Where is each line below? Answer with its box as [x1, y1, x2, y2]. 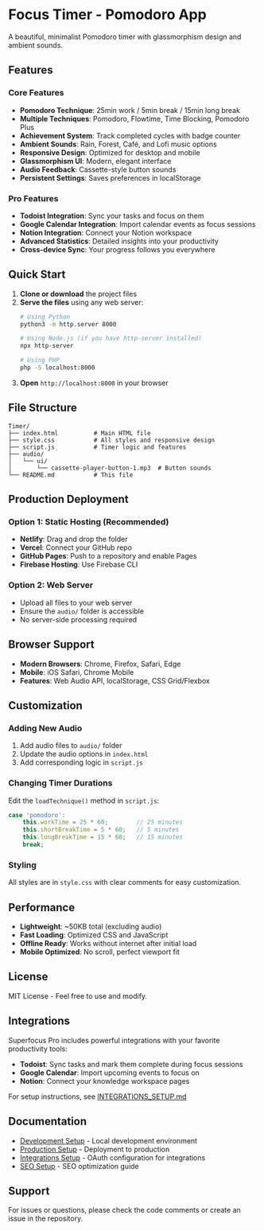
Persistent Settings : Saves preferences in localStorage [19, 173, 201, 182]
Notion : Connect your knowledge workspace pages [19, 1076, 190, 1085]
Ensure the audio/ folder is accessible [19, 606, 145, 616]
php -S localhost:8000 [19, 364, 95, 372]
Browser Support [8, 638, 95, 652]
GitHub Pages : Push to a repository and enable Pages [19, 551, 197, 561]
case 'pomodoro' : [8, 811, 66, 819]
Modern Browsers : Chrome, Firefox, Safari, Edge [19, 659, 181, 668]
